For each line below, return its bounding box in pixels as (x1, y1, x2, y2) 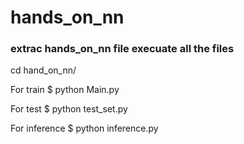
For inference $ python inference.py (10, 122, 159, 135)
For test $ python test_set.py (10, 103, 128, 115)
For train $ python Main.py (10, 84, 120, 96)
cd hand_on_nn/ (10, 64, 77, 76)
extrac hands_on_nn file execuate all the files (10, 42, 235, 56)
